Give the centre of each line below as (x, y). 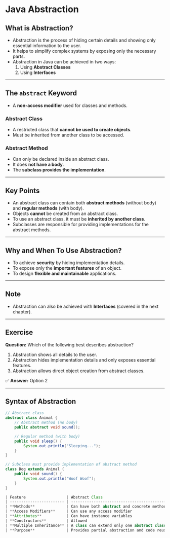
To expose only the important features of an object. (67, 268)
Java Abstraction (42, 9)
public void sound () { (38, 474)
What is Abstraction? (39, 28)
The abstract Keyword (41, 93)
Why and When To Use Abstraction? (64, 250)
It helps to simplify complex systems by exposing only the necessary (84, 51)
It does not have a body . (38, 165)
